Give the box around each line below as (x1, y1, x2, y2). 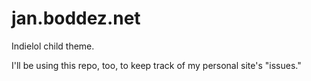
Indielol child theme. (11, 40, 95, 52)
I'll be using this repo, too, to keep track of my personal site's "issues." (11, 59, 302, 71)
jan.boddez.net (11, 7, 141, 30)
